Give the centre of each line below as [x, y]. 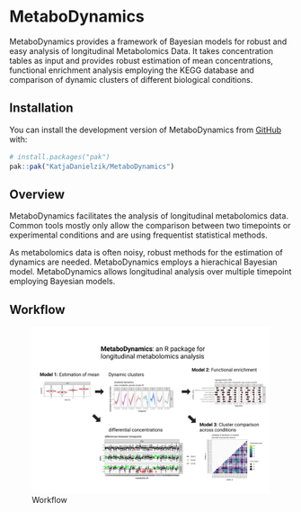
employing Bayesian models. [62, 282]
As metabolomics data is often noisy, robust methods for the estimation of [146, 253]
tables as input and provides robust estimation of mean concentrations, [142, 60]
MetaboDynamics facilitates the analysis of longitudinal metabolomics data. [149, 216]
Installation [41, 108]
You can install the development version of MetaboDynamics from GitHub [146, 130]
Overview [37, 194]
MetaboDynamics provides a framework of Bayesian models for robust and [148, 41]
